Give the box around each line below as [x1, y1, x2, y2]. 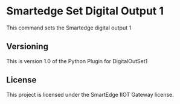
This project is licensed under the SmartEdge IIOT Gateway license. [6, 91, 174, 98]
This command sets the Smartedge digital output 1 [6, 24, 132, 31]
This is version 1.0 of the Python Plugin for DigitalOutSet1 [6, 57, 148, 64]
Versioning [6, 41, 48, 52]
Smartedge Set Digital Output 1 [6, 4, 164, 18]
